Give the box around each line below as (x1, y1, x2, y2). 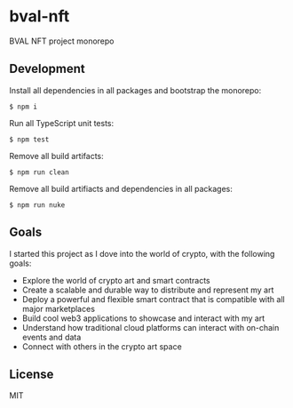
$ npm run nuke (9, 200, 66, 210)
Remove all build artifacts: (9, 150, 104, 161)
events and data (21, 332, 82, 342)
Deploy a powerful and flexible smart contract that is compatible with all (21, 293, 286, 304)
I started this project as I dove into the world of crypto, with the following (9, 248, 275, 259)
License (9, 366, 54, 381)
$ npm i (9, 102, 38, 111)
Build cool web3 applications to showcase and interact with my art (21, 313, 265, 324)
